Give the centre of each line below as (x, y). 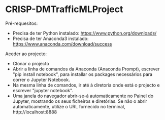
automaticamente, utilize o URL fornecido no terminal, (69, 106)
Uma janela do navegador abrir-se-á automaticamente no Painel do (83, 96)
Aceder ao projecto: (26, 54)
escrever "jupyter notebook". (43, 90)
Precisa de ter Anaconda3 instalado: (51, 38)
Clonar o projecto (31, 63)
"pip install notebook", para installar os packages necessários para (82, 74)
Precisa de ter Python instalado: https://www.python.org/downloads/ (85, 33)
